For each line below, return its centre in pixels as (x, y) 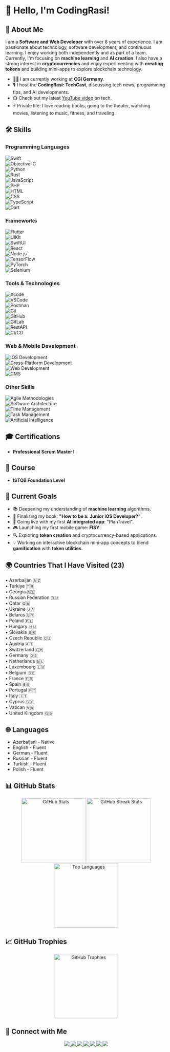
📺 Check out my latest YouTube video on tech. (62, 98)
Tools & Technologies (33, 283)
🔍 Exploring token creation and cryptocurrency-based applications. (85, 535)
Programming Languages (38, 147)
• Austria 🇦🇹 (19, 644)
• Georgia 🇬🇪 (20, 592)
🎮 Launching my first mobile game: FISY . (57, 528)
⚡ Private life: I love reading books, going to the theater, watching (81, 106)
